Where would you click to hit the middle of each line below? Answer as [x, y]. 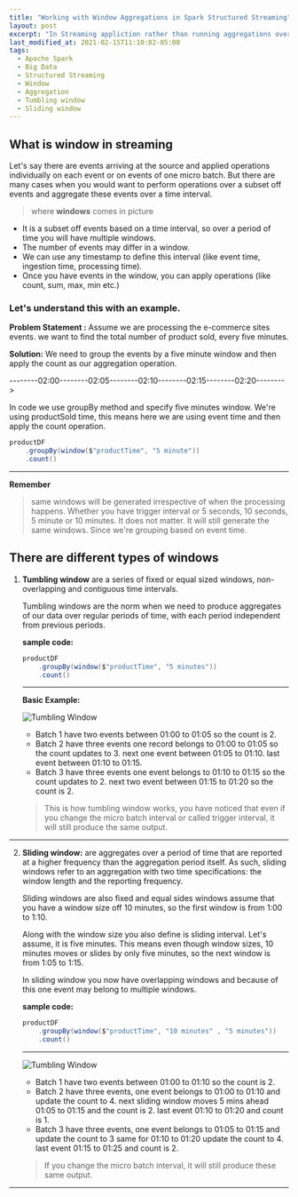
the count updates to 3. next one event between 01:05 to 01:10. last [157, 754]
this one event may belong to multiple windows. [109, 990]
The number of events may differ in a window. [106, 247]
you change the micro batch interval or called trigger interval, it [159, 818]
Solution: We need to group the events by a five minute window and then [143, 354]
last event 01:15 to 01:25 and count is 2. [107, 1148]
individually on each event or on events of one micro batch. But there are [142, 175]
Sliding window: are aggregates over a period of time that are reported [152, 853]
